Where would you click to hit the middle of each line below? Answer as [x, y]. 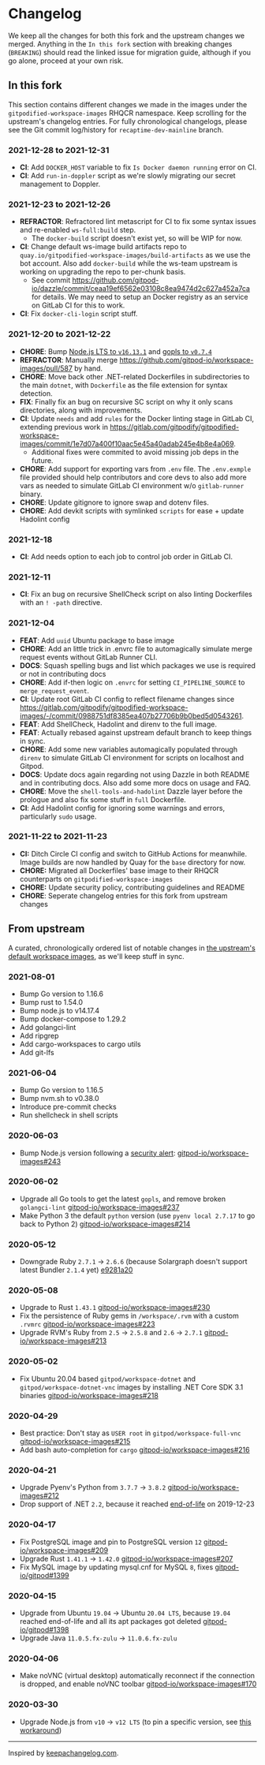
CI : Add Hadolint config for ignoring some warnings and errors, [122, 808]
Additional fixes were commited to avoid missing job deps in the [135, 452]
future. [42, 460]
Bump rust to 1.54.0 [51, 1002]
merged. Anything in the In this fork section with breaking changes [120, 43]
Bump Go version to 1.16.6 [62, 994]
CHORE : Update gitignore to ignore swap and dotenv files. [114, 502]
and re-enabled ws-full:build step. [78, 230]
